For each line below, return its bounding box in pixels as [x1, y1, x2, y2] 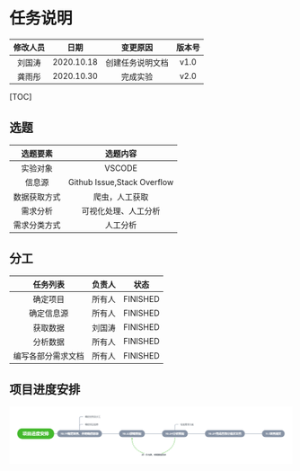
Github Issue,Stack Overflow [68, 176, 174, 187]
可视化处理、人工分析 [81, 205, 161, 216]
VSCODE [104, 163, 137, 173]
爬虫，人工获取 [93, 191, 149, 202]
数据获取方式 [13, 191, 61, 202]
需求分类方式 [13, 219, 61, 230]
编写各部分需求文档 [13, 351, 84, 361]
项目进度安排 [9, 381, 81, 396]
